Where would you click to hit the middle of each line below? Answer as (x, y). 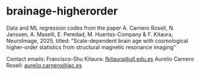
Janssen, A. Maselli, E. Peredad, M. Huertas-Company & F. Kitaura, (90, 34)
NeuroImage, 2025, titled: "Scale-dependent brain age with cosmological (97, 41)
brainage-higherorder (62, 11)
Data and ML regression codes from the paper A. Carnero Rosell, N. (91, 28)
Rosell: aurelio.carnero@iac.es (44, 65)
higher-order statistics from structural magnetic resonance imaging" (91, 47)
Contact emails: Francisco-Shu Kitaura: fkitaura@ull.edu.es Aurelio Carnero (100, 59)
